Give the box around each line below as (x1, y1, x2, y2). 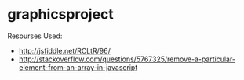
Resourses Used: (7, 31, 63, 40)
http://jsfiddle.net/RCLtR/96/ (18, 46, 111, 55)
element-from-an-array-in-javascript (18, 62, 138, 71)
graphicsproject (7, 5, 115, 23)
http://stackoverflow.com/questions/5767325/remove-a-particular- (18, 54, 236, 64)
